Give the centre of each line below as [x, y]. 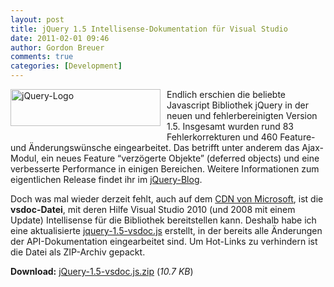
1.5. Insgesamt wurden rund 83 [230, 126]
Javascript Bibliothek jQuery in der [237, 105]
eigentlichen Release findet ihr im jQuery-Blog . [106, 179]
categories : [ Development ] [66, 66]
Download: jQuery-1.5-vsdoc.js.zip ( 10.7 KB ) [102, 271]
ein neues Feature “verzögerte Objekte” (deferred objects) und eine [180, 158]
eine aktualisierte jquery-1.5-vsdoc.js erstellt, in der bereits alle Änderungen [166, 230]
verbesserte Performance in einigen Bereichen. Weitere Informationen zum [165, 169]
